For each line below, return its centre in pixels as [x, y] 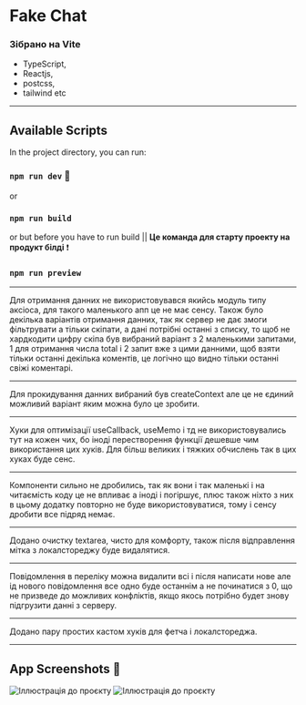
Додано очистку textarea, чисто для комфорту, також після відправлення [153, 541]
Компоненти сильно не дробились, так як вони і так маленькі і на [138, 485]
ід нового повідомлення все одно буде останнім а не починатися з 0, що [151, 586]
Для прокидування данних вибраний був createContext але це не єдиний [152, 394]
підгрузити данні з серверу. [63, 606]
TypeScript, [44, 64]
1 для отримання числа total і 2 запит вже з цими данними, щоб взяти [145, 349]
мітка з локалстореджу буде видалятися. [90, 550]
